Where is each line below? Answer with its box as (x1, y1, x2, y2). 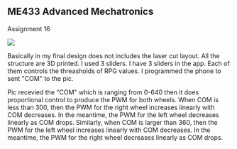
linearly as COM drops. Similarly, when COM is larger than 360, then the (7, 118, 218, 126)
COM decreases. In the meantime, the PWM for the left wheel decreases (7, 110, 219, 119)
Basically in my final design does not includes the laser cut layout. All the (7, 51, 220, 60)
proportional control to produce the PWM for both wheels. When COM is (7, 95, 219, 104)
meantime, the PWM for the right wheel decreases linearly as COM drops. (7, 133, 224, 141)
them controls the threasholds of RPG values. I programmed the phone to (7, 67, 221, 75)
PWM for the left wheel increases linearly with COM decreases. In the (7, 126, 211, 134)
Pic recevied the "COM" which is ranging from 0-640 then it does (7, 88, 199, 96)
